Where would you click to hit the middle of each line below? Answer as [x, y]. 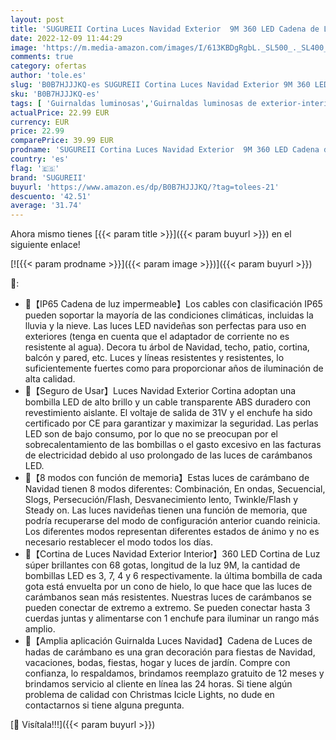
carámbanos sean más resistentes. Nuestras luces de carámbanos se [168, 597]
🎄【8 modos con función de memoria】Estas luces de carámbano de [167, 478]
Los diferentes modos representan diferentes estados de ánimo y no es [172, 532]
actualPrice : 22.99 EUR [60, 112]
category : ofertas [48, 66]
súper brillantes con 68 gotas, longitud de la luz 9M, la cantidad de [162, 565]
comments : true [42, 57]
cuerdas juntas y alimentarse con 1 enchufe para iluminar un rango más [172, 618]
